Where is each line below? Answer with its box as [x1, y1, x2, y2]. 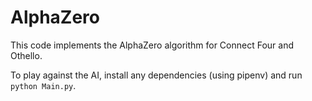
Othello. [10, 49, 43, 61]
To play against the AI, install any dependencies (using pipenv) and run [10, 69, 303, 81]
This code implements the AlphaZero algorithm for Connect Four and [10, 39, 295, 51]
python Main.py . [10, 79, 77, 91]
